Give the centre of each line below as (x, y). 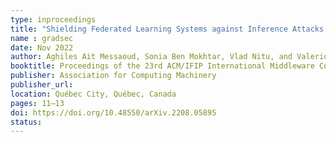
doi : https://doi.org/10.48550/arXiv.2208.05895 (113, 112)
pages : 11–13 (37, 103)
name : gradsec (42, 38)
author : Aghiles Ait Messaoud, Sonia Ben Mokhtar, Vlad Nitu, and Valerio (169, 57)
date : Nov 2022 (42, 47)
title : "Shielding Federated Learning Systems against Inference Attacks (167, 29)
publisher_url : (42, 85)
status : (26, 122)
